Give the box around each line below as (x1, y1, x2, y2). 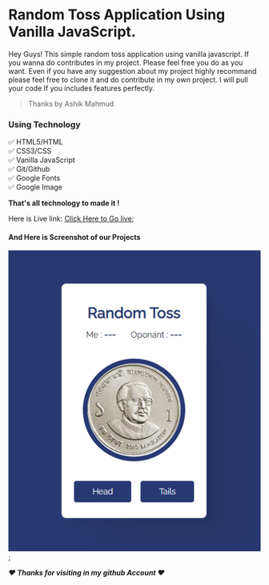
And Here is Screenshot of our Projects (8, 232, 141, 242)
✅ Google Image (8, 182, 62, 192)
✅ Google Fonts (8, 173, 61, 183)
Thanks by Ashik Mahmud (27, 99, 114, 108)
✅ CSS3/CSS (8, 146, 52, 156)
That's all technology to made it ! (8, 198, 120, 208)
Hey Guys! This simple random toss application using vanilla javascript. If (8, 49, 250, 59)
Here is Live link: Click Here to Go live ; (8, 214, 134, 224)
